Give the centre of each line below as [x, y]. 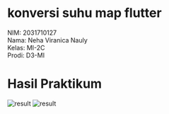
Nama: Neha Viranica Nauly [48, 40]
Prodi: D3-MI [26, 55]
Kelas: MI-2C [26, 47]
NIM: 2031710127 [32, 33]
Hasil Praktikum [55, 84]
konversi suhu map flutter [84, 13]
